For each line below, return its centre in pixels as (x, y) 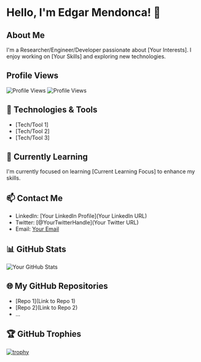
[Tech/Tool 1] (32, 125)
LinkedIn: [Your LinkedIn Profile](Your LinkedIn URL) (81, 216)
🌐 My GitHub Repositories (57, 286)
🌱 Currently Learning (47, 157)
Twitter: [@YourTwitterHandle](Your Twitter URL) (77, 223)
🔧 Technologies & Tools (52, 110)
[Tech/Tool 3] (33, 137)
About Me (26, 35)
